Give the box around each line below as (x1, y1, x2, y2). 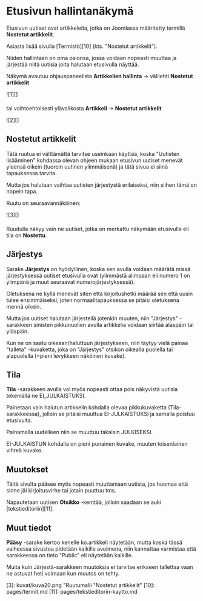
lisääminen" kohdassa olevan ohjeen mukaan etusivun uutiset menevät (6, 156, 183, 164)
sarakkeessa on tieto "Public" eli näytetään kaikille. (6, 552, 133, 559)
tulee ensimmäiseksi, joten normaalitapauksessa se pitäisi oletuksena (6, 296, 180, 304)
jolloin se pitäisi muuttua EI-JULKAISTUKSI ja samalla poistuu (42, 411, 195, 418)
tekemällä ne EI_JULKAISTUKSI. (6, 392, 86, 400)
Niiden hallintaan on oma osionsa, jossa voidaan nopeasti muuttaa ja (6, 54, 177, 61)
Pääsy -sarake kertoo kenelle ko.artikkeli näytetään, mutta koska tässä (6, 539, 183, 546)
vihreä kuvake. (6, 447, 43, 454)
